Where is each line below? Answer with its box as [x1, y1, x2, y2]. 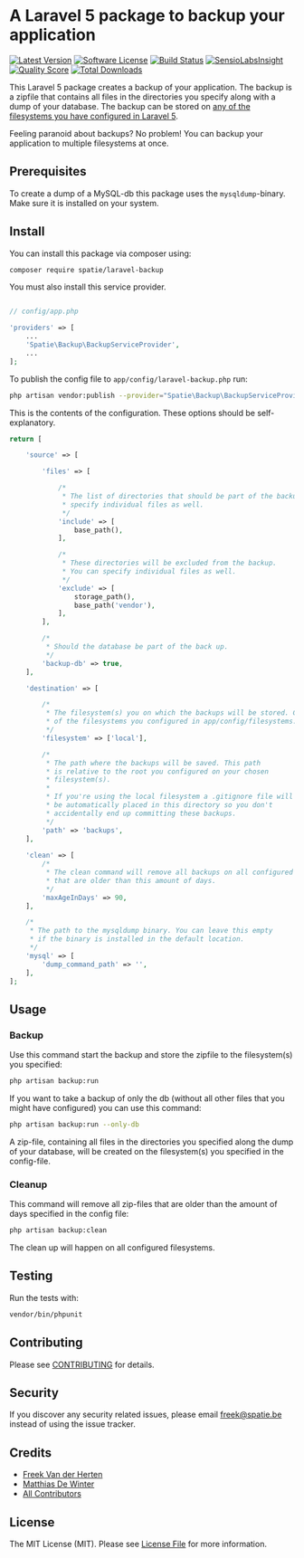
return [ [9, 434, 43, 443]
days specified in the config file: [9, 1209, 129, 1220]
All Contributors [22, 1488, 81, 1499]
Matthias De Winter [22, 1478, 95, 1489]
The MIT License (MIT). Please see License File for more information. [9, 1538, 267, 1549]
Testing [9, 1268, 53, 1284]
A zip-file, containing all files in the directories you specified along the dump [9, 1136, 294, 1147]
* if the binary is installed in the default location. [29, 935, 245, 944]
